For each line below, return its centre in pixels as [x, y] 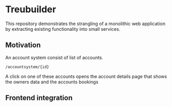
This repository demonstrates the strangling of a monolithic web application [85, 24]
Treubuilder [31, 9]
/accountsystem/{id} [27, 67]
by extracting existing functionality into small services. [63, 29]
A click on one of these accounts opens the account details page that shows [86, 76]
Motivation [23, 45]
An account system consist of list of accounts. [54, 57]
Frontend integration [39, 98]
